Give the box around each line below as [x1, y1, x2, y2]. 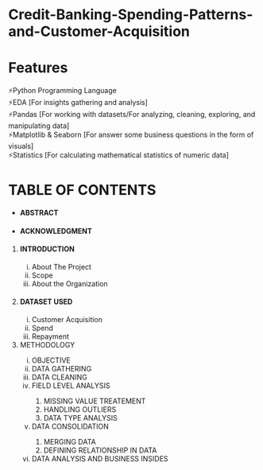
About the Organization [31, 278, 109, 288]
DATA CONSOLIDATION [31, 421, 110, 431]
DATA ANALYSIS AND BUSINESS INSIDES [31, 453, 168, 463]
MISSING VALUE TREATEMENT [43, 396, 146, 406]
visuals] [8, 142, 34, 151]
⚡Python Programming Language [8, 86, 117, 95]
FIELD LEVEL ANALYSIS [31, 380, 110, 390]
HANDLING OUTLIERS [43, 404, 117, 414]
